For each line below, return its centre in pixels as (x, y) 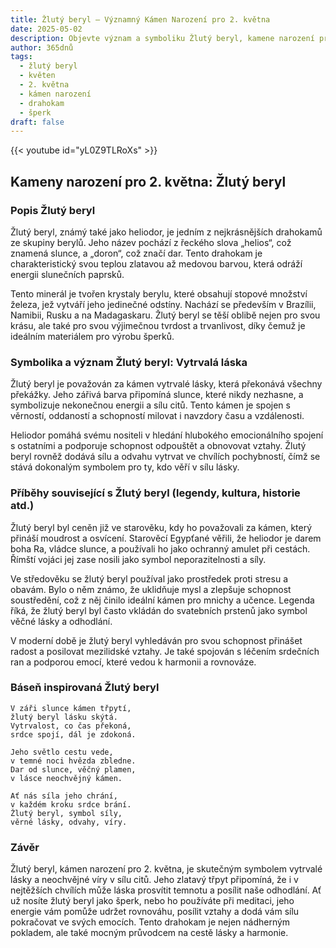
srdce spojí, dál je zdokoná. (73, 734)
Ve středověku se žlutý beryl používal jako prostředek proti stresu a (149, 578)
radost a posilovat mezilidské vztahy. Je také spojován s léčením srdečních (165, 651)
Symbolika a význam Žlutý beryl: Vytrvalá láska (129, 362)
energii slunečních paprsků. (67, 274)
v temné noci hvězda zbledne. (73, 761)
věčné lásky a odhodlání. (61, 621)
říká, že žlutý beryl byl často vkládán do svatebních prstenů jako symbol (159, 610)
